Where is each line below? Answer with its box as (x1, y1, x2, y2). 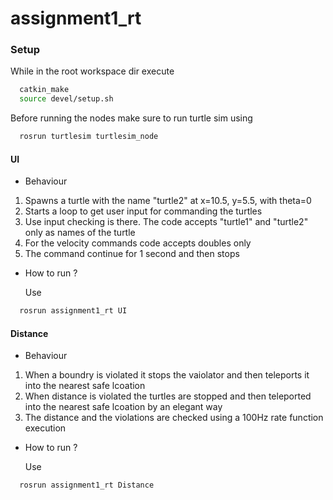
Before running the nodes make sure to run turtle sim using (10, 112, 253, 124)
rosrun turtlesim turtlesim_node (19, 132, 159, 142)
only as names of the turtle (24, 227, 136, 239)
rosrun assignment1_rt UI (19, 306, 128, 316)
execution (24, 422, 67, 434)
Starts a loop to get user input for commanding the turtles (24, 205, 263, 217)
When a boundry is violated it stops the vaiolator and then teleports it (24, 369, 310, 381)
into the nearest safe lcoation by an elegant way (24, 401, 223, 413)
